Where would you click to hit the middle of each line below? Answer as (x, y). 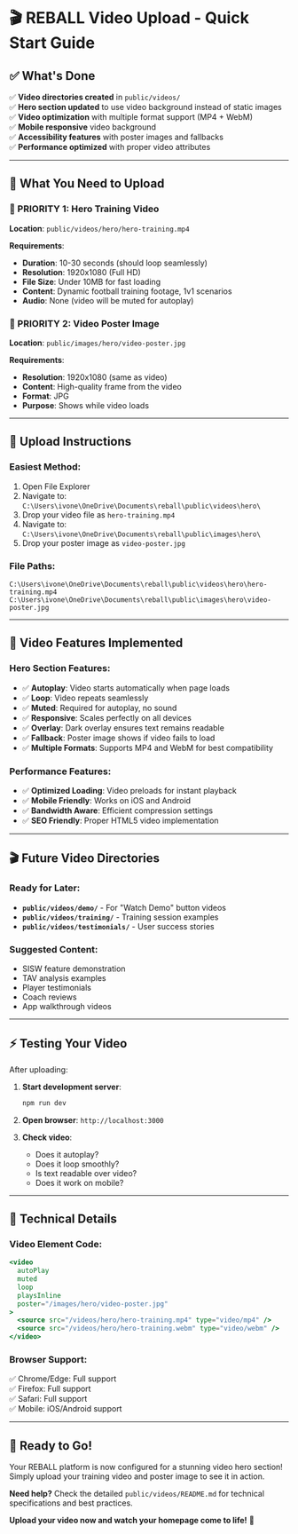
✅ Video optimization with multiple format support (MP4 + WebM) (131, 117)
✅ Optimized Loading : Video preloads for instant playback (129, 790)
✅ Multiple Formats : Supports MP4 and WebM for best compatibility (147, 747)
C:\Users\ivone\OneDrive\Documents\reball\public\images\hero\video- (141, 600)
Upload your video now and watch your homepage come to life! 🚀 (132, 1521)
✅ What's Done (52, 76)
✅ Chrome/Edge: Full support (63, 1379)
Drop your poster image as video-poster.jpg (104, 542)
